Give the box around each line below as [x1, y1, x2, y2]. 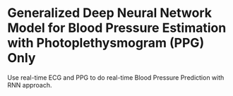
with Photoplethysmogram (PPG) [7, 35, 205, 51]
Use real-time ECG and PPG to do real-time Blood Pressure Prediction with [7, 73, 225, 82]
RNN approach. [7, 80, 52, 89]
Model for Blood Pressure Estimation [7, 20, 227, 36]
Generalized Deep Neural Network [7, 5, 213, 21]
